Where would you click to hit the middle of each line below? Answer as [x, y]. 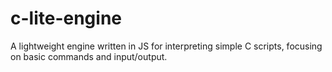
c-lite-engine [66, 18]
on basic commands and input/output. [89, 56]
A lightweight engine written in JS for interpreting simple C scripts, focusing [166, 46]
